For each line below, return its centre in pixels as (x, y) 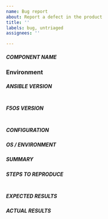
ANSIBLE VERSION (29, 86)
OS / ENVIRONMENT (31, 145)
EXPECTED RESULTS (32, 196)
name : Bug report (27, 11)
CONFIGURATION (28, 130)
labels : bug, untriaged (35, 28)
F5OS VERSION (25, 108)
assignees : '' (23, 33)
